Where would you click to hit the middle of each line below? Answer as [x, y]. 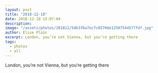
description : [19, 23]
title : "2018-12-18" [26, 14]
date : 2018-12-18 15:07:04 [33, 19]
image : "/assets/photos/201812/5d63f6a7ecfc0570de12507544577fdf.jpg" [79, 28]
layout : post [19, 10]
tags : [11, 42]
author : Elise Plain [26, 33]
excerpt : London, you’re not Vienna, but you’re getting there [72, 37]
